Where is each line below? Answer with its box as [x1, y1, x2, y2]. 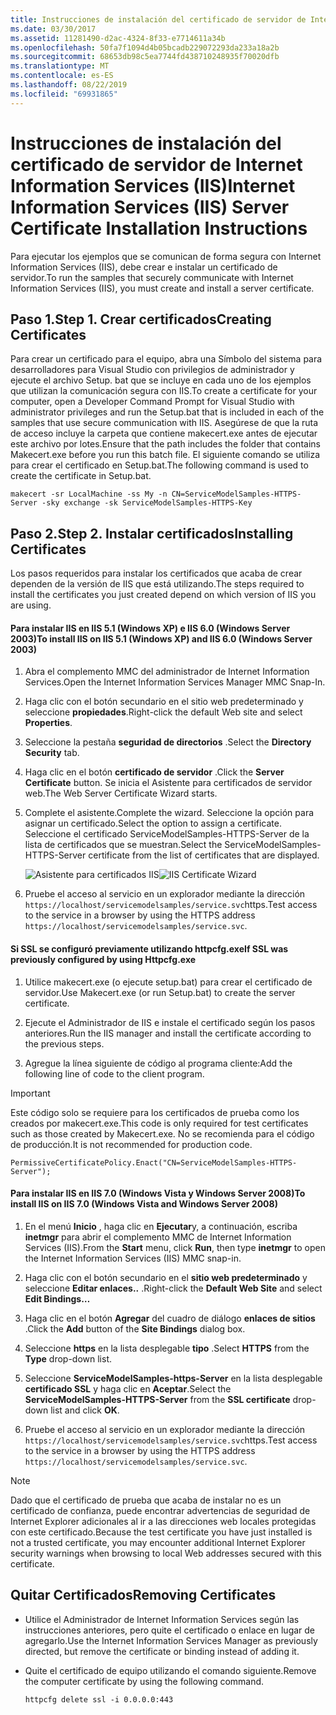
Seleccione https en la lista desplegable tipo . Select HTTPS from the [24, 1342, 310, 1354]
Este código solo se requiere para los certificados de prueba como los [10, 1106, 300, 1118]
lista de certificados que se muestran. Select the [24, 839, 223, 851]
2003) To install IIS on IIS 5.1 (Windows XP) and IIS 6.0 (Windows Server [10, 632, 313, 645]
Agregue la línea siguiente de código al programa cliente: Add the [24, 1057, 293, 1069]
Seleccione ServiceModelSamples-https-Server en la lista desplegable [24, 1372, 323, 1384]
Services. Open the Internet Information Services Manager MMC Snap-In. [24, 676, 326, 688]
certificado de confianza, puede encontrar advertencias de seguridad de [10, 1504, 311, 1516]
